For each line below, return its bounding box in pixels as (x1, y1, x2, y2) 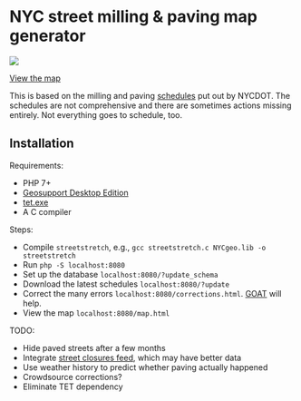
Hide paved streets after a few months (22, 342, 166, 353)
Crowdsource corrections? (22, 371, 122, 382)
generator (9, 25, 86, 46)
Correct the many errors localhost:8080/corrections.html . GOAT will (22, 288, 282, 298)
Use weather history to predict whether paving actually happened (22, 361, 268, 373)
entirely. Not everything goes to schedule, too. (9, 109, 183, 120)
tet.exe (22, 197, 49, 208)
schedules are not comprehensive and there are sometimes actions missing (9, 100, 292, 111)
